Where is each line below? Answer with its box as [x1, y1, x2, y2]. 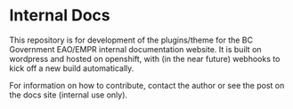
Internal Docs [9, 5, 111, 26]
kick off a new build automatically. [9, 63, 134, 74]
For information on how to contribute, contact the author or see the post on [9, 80, 285, 90]
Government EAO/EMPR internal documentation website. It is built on [9, 43, 262, 54]
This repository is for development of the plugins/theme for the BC [9, 35, 254, 45]
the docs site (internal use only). [9, 90, 127, 100]
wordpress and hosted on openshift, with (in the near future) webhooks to [9, 53, 281, 64]
